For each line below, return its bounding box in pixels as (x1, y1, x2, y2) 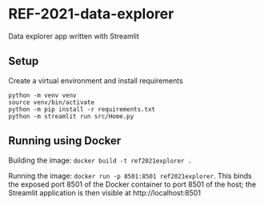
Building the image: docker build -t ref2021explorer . (8, 155, 192, 165)
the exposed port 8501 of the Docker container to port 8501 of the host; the (8, 179, 257, 189)
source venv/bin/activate (8, 98, 94, 107)
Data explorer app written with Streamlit (8, 31, 140, 41)
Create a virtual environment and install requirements (8, 75, 184, 85)
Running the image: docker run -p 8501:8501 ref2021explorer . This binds (8, 171, 252, 180)
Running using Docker (8, 134, 122, 148)
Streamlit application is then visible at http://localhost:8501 (8, 187, 202, 197)
